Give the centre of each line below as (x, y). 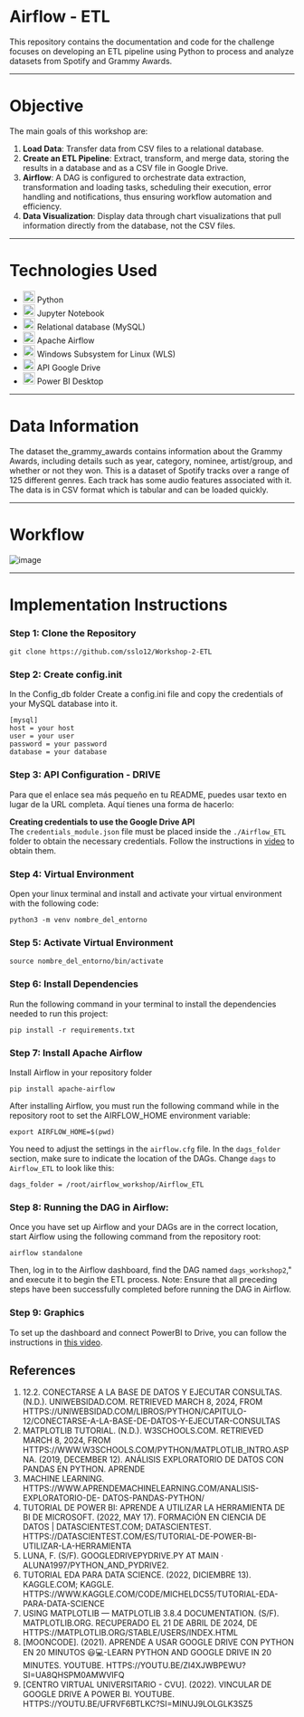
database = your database (58, 752)
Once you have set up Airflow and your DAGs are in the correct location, (144, 1227)
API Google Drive (69, 367)
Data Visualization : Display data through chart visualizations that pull (152, 215)
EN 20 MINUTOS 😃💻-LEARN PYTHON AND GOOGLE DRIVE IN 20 (147, 1653)
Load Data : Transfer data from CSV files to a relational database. (143, 148)
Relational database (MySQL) (91, 327)
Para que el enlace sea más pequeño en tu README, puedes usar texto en (148, 795)
